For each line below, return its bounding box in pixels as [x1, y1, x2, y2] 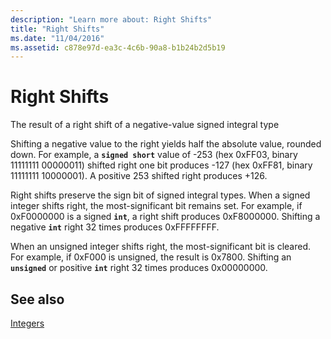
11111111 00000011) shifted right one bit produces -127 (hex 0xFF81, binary [10, 159, 313, 171]
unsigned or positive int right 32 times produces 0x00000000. [10, 262, 268, 274]
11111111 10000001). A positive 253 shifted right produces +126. [10, 170, 268, 182]
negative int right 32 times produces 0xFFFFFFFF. [10, 221, 220, 233]
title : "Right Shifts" [10, 24, 105, 34]
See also [10, 291, 65, 308]
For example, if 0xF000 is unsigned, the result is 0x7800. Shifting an [10, 251, 292, 263]
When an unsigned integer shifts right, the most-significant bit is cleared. [10, 241, 312, 253]
